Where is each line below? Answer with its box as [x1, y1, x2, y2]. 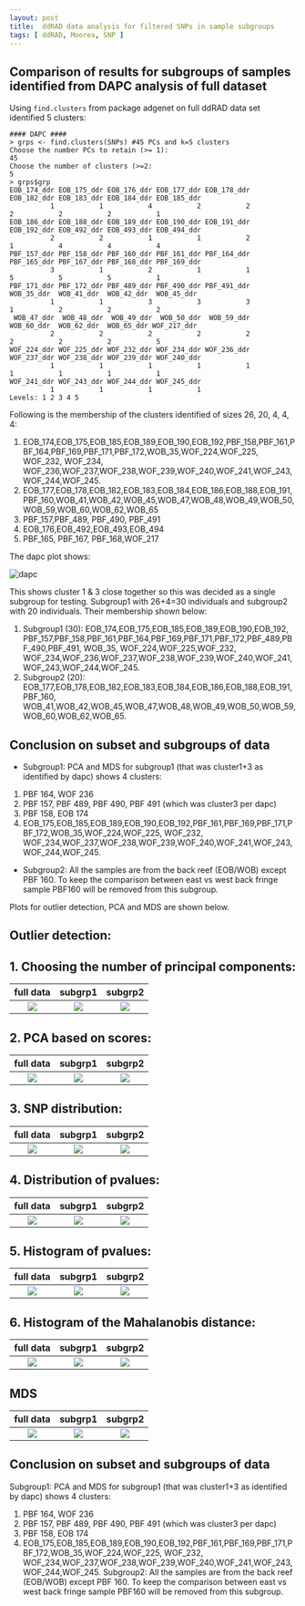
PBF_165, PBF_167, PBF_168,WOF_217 [22, 534, 159, 544]
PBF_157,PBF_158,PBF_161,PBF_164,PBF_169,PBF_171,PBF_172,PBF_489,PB [22, 633, 293, 644]
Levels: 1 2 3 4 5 [9, 393, 79, 402]
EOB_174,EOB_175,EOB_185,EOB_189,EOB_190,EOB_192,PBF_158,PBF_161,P [22, 437, 296, 448]
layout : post [9, 13, 59, 23]
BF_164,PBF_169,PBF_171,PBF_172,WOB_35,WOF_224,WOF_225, [22, 446, 259, 457]
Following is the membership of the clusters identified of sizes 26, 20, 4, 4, [9, 409, 290, 420]
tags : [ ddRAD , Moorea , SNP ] [9, 30, 125, 39]
